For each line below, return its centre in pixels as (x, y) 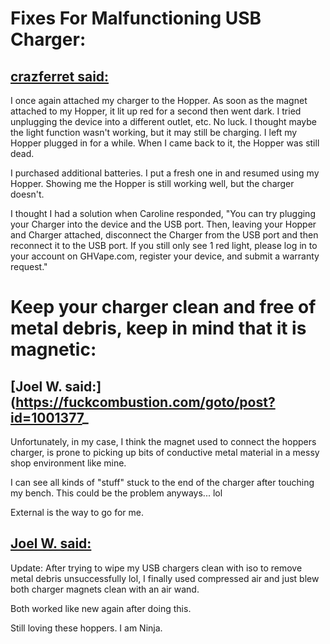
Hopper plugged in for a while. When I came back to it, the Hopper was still (165, 143)
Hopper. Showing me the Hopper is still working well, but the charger (152, 183)
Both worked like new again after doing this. (101, 608)
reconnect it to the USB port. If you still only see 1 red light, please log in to (164, 245)
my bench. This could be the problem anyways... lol (116, 493)
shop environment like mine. (68, 463)
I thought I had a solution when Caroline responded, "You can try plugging (163, 213)
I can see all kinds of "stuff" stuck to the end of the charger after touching (162, 482)
